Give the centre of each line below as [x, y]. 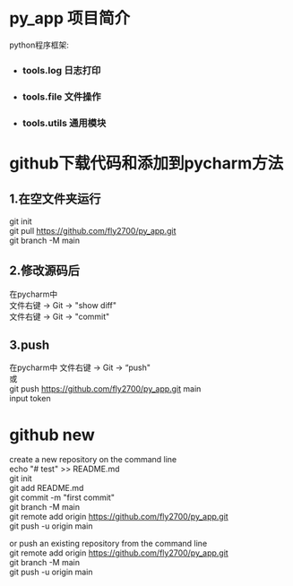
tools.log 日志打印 [61, 70]
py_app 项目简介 [70, 18]
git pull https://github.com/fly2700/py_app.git [93, 230]
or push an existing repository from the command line [108, 544]
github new [52, 435]
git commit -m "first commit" [62, 497]
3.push [30, 345]
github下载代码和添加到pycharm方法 [146, 163]
